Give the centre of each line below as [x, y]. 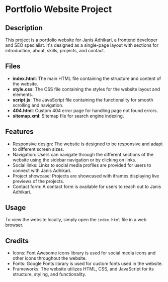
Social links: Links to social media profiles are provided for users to [82, 165]
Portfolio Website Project [59, 9]
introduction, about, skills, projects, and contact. [55, 51]
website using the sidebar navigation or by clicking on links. [74, 160]
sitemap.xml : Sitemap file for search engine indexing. [68, 116]
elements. [23, 95]
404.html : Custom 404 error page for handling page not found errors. [85, 110]
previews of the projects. [38, 181]
